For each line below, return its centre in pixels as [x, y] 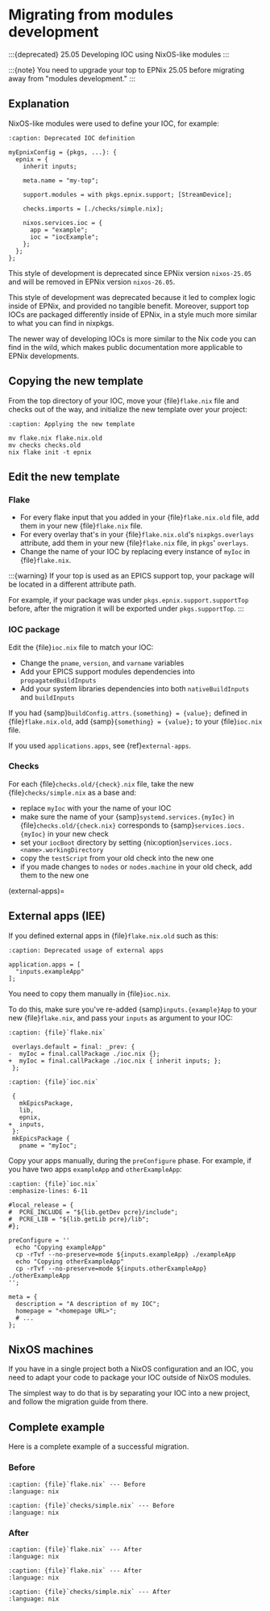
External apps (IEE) [57, 916]
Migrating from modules [91, 15]
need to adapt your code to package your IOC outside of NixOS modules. [130, 1378]
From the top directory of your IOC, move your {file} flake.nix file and [124, 400]
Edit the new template [64, 476]
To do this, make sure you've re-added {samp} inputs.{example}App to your [133, 1009]
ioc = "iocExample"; [64, 237]
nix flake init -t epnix [50, 452]
